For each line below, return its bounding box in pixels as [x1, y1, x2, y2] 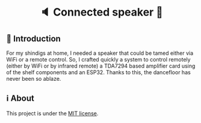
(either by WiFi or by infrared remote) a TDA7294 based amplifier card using [6, 62, 196, 69]
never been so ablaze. [6, 75, 61, 82]
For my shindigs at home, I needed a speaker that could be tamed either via [6, 49, 194, 57]
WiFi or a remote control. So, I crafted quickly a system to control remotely [6, 56, 191, 63]
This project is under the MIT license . [6, 110, 99, 117]
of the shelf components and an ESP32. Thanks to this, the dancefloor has [6, 69, 191, 76]
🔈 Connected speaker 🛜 [39, 5, 164, 19]
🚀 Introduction [6, 33, 61, 43]
